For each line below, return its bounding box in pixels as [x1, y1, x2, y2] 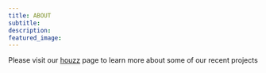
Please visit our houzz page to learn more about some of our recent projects [8, 56, 258, 65]
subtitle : [8, 19, 41, 27]
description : [8, 26, 52, 34]
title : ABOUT [8, 11, 52, 20]
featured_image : [8, 33, 62, 42]
